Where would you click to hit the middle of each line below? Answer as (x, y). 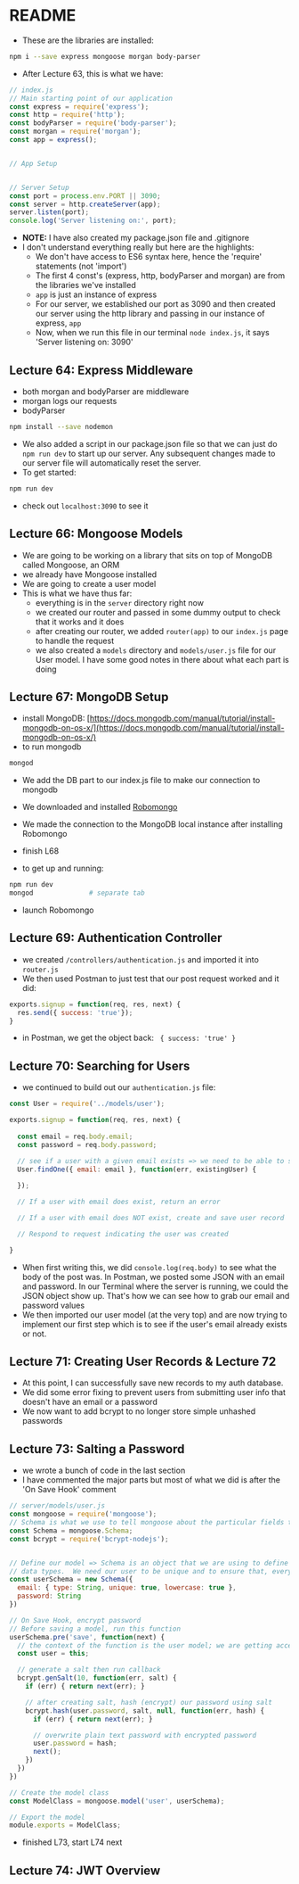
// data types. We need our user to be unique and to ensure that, (139, 1571)
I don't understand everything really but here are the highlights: (138, 247)
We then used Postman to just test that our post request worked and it (150, 979)
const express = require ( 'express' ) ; (79, 107)
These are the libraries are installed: (88, 40)
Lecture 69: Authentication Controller (116, 938)
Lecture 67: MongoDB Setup (89, 697)
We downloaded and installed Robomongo (100, 807)
